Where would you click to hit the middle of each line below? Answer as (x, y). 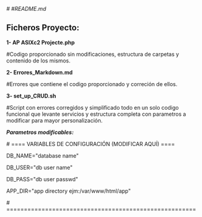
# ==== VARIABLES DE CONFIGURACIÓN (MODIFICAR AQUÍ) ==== (91, 144)
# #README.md (26, 9)
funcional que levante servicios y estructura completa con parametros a (96, 114)
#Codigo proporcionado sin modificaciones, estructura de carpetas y (93, 54)
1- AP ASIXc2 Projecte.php (41, 42)
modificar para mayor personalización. (55, 120)
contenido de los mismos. (39, 61)
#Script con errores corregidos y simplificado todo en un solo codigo (93, 107)
